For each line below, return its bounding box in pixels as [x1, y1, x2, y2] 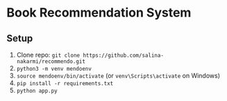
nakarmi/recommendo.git [16, 58, 86, 65]
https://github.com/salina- [82, 52, 165, 59]
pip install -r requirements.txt [16, 80, 114, 87]
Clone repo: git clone [16, 50, 81, 59]
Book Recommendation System [6, 5, 192, 21]
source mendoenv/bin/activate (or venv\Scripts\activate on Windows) [16, 71, 220, 80]
